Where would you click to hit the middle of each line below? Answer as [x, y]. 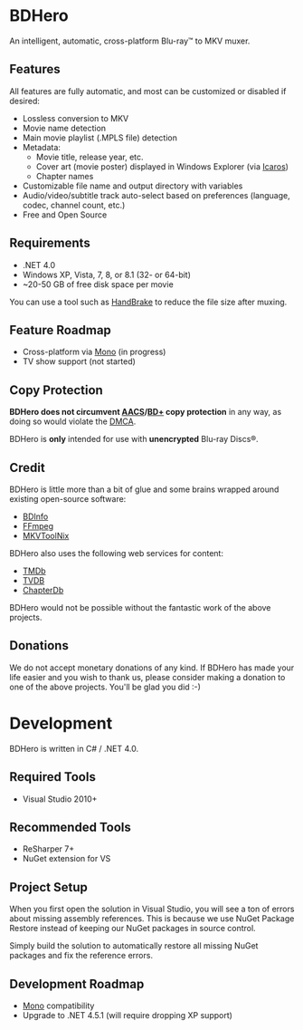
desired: [25, 101]
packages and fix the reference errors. [81, 956]
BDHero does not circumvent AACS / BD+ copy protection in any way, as [146, 412]
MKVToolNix [46, 536]
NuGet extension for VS [66, 859]
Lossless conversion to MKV [76, 118]
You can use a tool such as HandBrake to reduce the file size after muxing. [148, 302]
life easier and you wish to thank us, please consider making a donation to [147, 677]
